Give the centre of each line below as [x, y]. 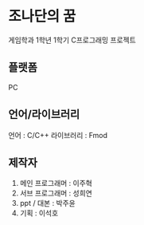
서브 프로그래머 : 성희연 [56, 193]
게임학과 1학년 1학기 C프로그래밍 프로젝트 [72, 40]
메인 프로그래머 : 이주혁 [56, 184]
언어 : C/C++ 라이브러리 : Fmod [58, 135]
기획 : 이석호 [39, 213]
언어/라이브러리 [44, 114]
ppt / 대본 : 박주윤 [47, 203]
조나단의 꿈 [42, 16]
